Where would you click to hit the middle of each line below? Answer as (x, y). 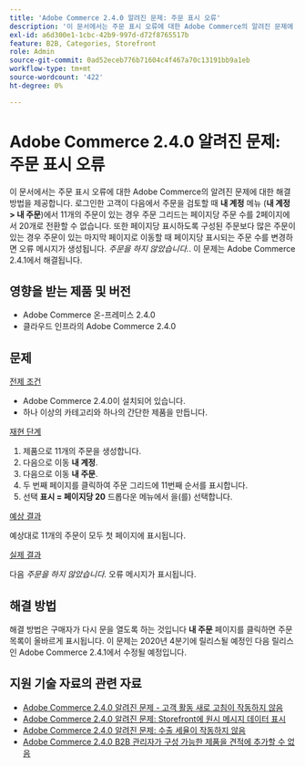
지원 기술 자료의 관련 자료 (76, 684)
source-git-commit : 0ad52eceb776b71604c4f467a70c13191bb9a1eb (130, 60)
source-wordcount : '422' (56, 78)
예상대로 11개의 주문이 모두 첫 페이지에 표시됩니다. (98, 535)
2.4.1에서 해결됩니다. (46, 260)
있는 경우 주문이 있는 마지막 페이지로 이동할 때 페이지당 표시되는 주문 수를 (139, 237)
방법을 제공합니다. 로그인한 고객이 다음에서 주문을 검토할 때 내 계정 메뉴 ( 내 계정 (150, 202)
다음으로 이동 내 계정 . (60, 462)
